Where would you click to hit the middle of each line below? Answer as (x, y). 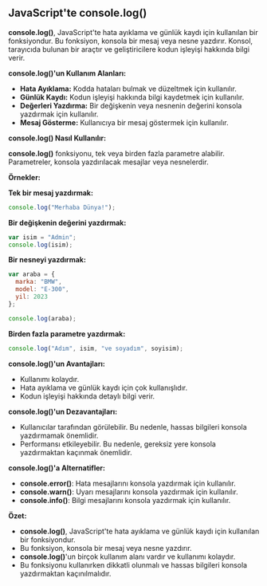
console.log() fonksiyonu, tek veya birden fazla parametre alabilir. (117, 153)
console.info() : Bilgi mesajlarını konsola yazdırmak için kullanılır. (125, 500)
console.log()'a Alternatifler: (57, 468)
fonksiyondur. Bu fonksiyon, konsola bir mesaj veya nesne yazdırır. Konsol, (131, 41)
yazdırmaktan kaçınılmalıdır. (65, 573)
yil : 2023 (31, 297)
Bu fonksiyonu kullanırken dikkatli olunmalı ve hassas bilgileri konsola (133, 564)
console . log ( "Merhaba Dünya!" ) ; (62, 207)
